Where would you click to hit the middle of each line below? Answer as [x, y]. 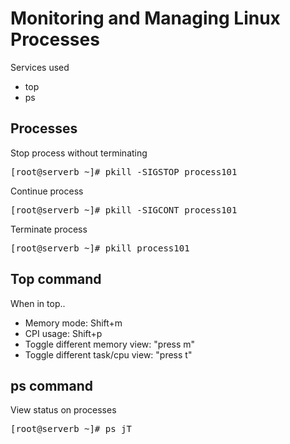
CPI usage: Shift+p [63, 333]
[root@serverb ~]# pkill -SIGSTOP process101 [124, 171]
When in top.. [38, 303]
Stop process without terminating [79, 153]
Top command [56, 279]
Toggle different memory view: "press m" [110, 344]
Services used [40, 67]
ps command [52, 385]
